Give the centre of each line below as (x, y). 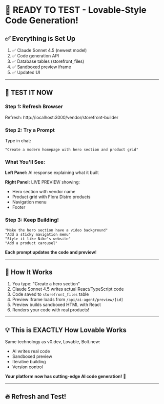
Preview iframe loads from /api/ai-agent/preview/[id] (68, 300)
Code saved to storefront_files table (51, 294)
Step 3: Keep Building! (32, 220)
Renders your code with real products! (51, 310)
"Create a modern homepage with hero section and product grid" (72, 150)
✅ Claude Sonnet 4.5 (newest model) (49, 50)
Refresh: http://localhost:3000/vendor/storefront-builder (62, 117)
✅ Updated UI (26, 72)
